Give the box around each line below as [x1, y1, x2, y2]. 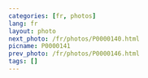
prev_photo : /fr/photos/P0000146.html [8, 50, 140, 58]
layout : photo [8, 27, 57, 35]
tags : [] [8, 58, 38, 66]
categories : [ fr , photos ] [8, 11, 96, 20]
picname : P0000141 [8, 42, 71, 50]
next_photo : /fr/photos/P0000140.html [8, 34, 140, 43]
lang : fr [8, 19, 38, 28]
